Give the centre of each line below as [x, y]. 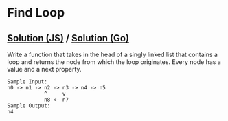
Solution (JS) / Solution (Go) [68, 38]
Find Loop [36, 13]
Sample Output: [29, 106]
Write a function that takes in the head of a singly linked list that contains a [113, 54]
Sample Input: [27, 82]
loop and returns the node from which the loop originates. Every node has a [114, 62]
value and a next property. [44, 69]
